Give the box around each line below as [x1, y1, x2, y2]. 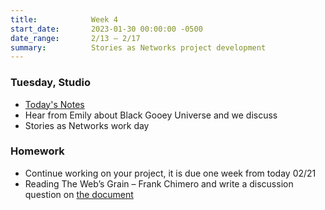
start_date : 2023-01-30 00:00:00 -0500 [10, 24, 203, 34]
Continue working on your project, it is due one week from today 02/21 [24, 167, 317, 179]
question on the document [24, 188, 134, 200]
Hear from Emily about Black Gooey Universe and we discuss [24, 109, 278, 121]
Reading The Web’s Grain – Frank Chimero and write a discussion [24, 177, 294, 190]
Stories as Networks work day [24, 119, 150, 131]
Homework [10, 144, 65, 158]
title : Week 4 [10, 14, 118, 25]
